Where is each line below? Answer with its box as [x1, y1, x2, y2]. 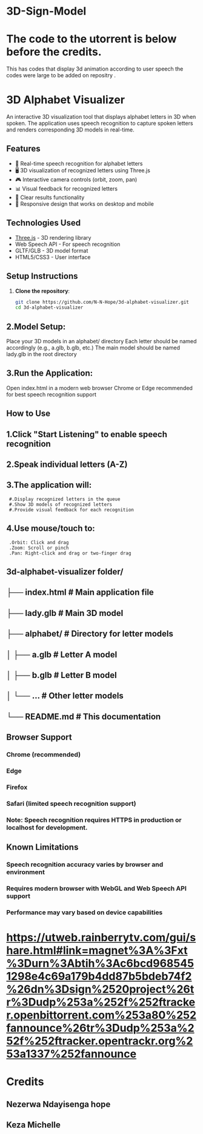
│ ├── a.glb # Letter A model [6, 649, 118, 660]
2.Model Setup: [6, 321, 66, 332]
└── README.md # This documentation [6, 711, 161, 722]
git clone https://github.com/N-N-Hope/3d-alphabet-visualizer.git [15, 299, 189, 305]
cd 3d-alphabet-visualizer [15, 304, 84, 311]
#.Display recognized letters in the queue [8, 496, 121, 502]
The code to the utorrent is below [6, 32, 177, 46]
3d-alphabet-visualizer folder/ [6, 567, 124, 577]
